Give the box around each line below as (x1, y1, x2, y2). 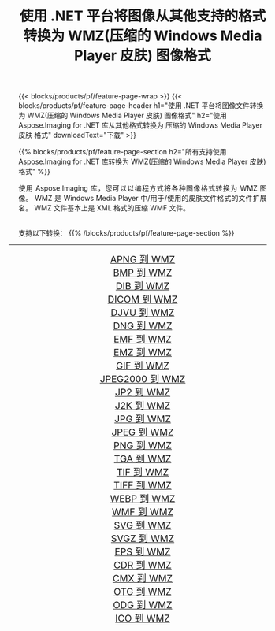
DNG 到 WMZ (113, 320, 173, 332)
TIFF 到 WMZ (113, 480, 172, 492)
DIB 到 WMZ (115, 280, 170, 292)
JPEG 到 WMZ (111, 426, 174, 439)
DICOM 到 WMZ (107, 293, 178, 306)
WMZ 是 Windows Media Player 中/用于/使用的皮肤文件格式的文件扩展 (35, 194, 267, 203)
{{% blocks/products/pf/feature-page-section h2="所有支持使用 (18, 147, 227, 157)
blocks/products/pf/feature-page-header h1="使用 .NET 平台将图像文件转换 (18, 101, 264, 110)
